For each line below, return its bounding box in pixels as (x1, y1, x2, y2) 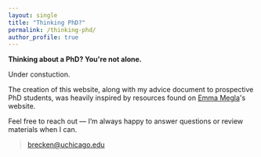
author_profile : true (8, 33, 79, 41)
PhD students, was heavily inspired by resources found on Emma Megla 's (8, 93, 246, 102)
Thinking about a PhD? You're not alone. (8, 55, 143, 64)
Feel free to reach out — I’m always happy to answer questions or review (8, 116, 244, 126)
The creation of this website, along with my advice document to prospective (8, 85, 254, 95)
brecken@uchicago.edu (27, 140, 105, 149)
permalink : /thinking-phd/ (8, 26, 96, 34)
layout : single (8, 11, 58, 20)
